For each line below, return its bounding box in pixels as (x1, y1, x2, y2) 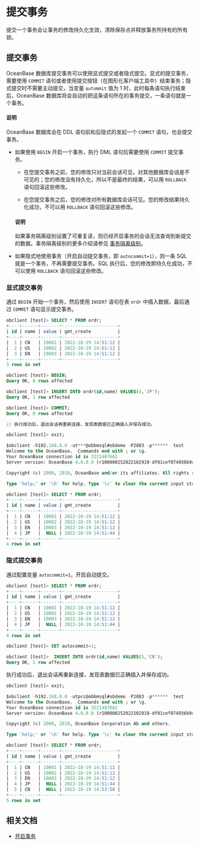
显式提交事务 (6, 283, 43, 292)
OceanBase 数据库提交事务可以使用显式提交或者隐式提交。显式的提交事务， (6, 70, 191, 77)
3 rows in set (6, 362, 41, 368)
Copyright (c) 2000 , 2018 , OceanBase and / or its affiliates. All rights (6, 470, 190, 476)
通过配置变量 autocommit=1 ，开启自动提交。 (6, 571, 113, 578)
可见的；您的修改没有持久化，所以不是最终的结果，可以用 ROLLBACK (23, 176, 187, 183)
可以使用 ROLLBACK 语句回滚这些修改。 (14, 267, 107, 275)
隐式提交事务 (6, 556, 43, 565)
